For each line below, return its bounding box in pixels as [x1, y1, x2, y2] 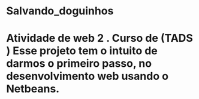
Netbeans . [6, 82, 60, 96]
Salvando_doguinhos [6, 4, 114, 18]
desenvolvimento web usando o [6, 70, 169, 83]
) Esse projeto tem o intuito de [6, 44, 158, 58]
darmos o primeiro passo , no [6, 57, 152, 70]
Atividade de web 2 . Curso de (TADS [6, 32, 194, 45]
